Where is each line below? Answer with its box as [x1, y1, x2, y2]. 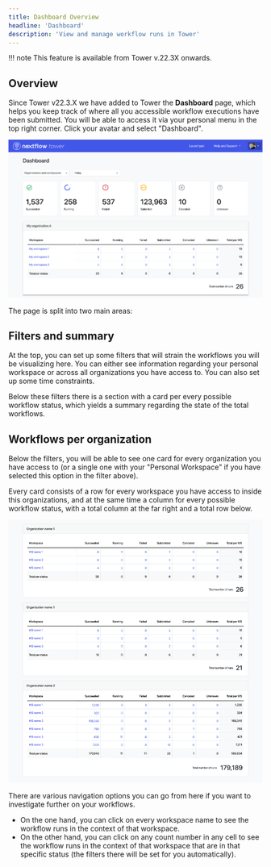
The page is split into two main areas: [8, 306, 133, 315]
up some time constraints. [8, 376, 95, 386]
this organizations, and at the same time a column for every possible [8, 495, 236, 505]
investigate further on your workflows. [8, 799, 135, 810]
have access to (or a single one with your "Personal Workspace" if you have [8, 462, 261, 472]
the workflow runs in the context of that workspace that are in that [19, 841, 240, 851]
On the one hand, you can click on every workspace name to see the [19, 815, 249, 825]
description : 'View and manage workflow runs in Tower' [8, 30, 200, 38]
